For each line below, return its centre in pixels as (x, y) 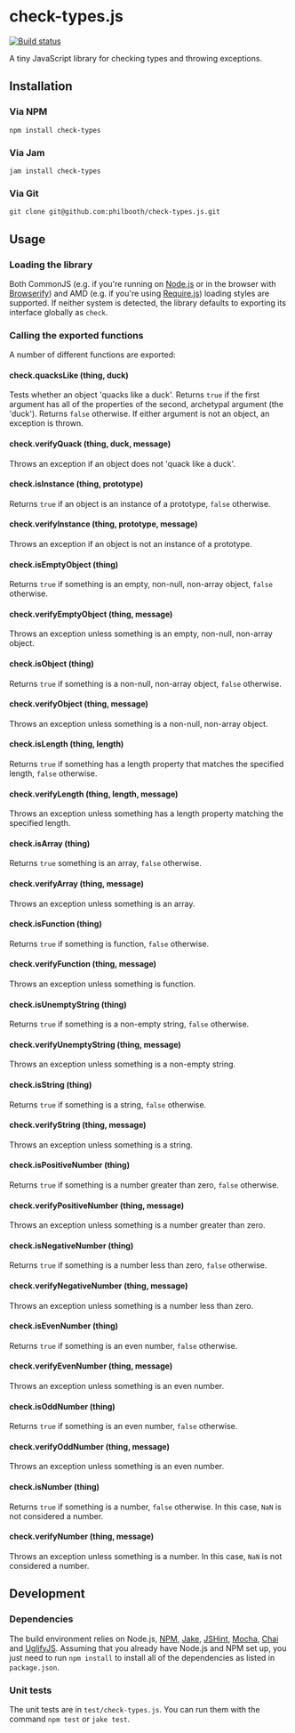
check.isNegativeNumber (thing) (72, 1246)
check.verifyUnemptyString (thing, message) (96, 1044)
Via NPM (28, 111)
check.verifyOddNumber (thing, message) (90, 1446)
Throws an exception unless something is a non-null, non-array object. (139, 723)
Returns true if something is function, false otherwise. (109, 944)
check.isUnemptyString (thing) (68, 1004)
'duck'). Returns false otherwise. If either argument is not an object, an (140, 414)
